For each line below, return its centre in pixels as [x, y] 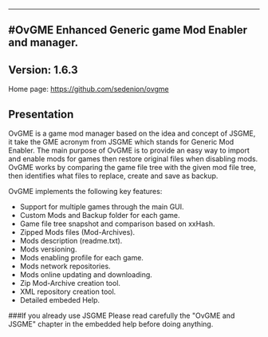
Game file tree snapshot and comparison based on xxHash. [117, 224]
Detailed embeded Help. [59, 300]
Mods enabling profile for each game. [81, 258]
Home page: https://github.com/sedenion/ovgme [89, 89]
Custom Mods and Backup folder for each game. [100, 216]
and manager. [43, 43]
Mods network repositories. [65, 266]
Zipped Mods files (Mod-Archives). [77, 232]
